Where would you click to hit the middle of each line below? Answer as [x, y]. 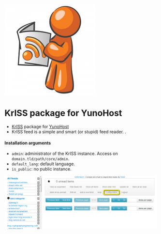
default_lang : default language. [43, 164]
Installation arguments [28, 143]
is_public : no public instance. [41, 169]
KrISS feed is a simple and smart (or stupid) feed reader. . [69, 132]
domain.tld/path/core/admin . [40, 159]
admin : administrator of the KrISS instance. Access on [65, 154]
